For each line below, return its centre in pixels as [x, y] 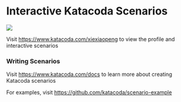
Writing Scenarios [33, 61]
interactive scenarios [32, 45]
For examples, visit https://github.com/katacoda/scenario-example [89, 92]
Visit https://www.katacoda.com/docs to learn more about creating [89, 74]
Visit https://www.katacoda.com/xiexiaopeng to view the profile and [91, 39]
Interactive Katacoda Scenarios [87, 11]
